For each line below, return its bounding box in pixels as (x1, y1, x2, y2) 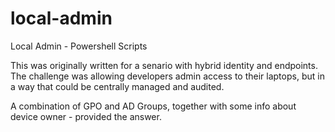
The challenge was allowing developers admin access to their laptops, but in (10, 70, 325, 82)
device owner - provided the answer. (10, 110, 162, 122)
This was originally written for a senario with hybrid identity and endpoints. (10, 59, 318, 71)
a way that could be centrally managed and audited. (10, 80, 225, 92)
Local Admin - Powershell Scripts (10, 40, 148, 52)
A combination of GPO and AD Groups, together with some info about (10, 100, 297, 112)
